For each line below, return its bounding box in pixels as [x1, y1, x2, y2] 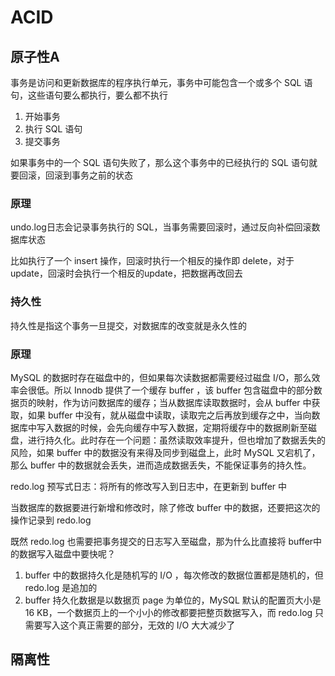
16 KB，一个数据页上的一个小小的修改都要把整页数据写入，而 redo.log [24, 606, 313, 618]
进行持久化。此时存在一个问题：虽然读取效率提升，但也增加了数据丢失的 [27, 434, 326, 446]
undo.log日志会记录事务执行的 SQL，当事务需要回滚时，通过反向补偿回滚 [10, 221, 312, 233]
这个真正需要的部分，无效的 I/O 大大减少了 [59, 619, 236, 631]
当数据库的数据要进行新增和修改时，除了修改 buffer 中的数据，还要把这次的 [10, 501, 321, 513]
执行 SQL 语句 [24, 123, 83, 135]
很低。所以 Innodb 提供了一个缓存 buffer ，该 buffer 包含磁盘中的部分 [27, 384, 314, 396]
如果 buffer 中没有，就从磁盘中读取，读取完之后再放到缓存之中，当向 [27, 409, 312, 421]
